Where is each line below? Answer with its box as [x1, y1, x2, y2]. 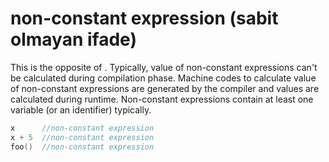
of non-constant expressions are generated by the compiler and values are [10, 82, 320, 94]
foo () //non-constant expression [10, 142, 155, 152]
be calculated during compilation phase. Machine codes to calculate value [10, 72, 317, 84]
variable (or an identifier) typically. [10, 103, 152, 116]
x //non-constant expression [10, 123, 155, 133]
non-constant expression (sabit [10, 7, 279, 30]
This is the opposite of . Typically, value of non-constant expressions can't [10, 61, 318, 73]
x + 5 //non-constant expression [10, 132, 155, 142]
